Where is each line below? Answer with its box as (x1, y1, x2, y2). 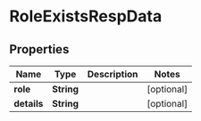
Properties (9, 42, 70, 57)
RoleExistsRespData (9, 6, 163, 27)
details (13, 98, 44, 109)
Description (87, 69, 138, 80)
